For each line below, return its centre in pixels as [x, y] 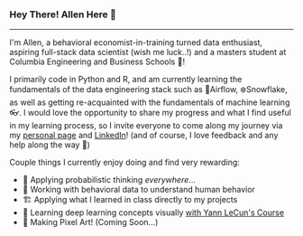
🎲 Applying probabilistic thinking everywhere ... [109, 180]
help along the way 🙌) [50, 145]
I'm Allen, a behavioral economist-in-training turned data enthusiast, [136, 42]
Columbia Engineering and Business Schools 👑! [97, 61]
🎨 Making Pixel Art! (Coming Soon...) [90, 222]
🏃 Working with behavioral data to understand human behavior [138, 190]
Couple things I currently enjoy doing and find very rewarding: [125, 163]
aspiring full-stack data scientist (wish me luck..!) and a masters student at [148, 52]
